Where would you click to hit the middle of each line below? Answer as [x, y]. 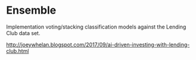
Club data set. [23, 33]
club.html [18, 50]
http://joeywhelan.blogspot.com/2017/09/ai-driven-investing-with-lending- [98, 45]
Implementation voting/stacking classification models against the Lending [96, 27]
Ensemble [31, 10]
